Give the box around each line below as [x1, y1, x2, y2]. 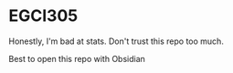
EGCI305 [8, 5, 79, 26]
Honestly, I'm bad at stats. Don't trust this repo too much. [8, 36, 225, 47]
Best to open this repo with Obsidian [8, 53, 145, 64]
